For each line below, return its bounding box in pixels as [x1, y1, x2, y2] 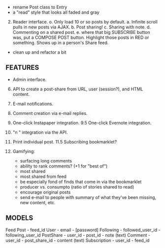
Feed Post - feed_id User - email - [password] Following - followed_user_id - [5, 227, 161, 233]
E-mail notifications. [12, 101, 54, 107]
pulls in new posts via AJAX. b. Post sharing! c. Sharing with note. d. [12, 24, 151, 30]
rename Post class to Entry [12, 4, 68, 10]
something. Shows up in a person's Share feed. [12, 40, 109, 46]
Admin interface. [12, 76, 47, 83]
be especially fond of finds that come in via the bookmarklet [20, 179, 142, 185]
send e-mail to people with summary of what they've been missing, [20, 194, 157, 200]
